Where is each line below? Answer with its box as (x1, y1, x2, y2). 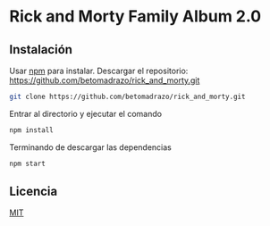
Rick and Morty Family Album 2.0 (9, 6, 262, 27)
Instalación (9, 42, 73, 57)
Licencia (9, 184, 58, 199)
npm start (9, 159, 46, 168)
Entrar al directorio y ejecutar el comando (9, 108, 163, 119)
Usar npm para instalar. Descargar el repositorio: (9, 65, 189, 76)
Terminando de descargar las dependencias (9, 141, 173, 153)
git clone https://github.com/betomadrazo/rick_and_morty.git (9, 92, 246, 101)
